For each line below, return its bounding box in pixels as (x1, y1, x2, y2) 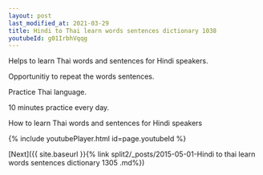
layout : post (8, 11, 52, 20)
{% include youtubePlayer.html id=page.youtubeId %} (8, 134, 187, 144)
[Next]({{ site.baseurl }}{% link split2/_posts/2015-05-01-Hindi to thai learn (8, 149, 256, 159)
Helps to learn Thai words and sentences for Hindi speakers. (8, 56, 208, 66)
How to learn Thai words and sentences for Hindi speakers (8, 118, 203, 128)
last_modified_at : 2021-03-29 (8, 19, 110, 27)
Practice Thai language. (8, 87, 87, 97)
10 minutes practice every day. (8, 103, 110, 112)
